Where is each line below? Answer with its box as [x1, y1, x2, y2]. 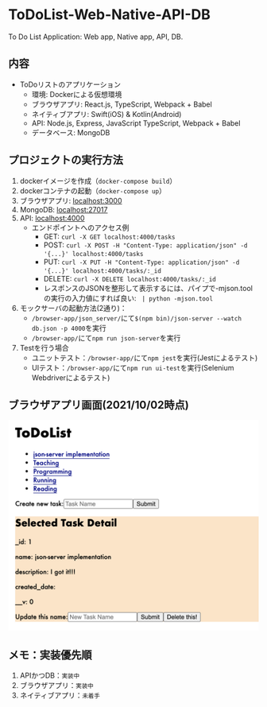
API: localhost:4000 [19, 213, 85, 223]
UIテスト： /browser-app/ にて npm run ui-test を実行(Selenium [31, 363, 234, 372]
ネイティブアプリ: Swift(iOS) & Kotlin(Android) [31, 109, 182, 118]
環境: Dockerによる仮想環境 [31, 89, 122, 99]
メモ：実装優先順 [8, 648, 92, 662]
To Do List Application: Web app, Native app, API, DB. [8, 32, 184, 41]
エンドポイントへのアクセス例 [31, 223, 130, 232]
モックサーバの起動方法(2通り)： [19, 303, 127, 313]
